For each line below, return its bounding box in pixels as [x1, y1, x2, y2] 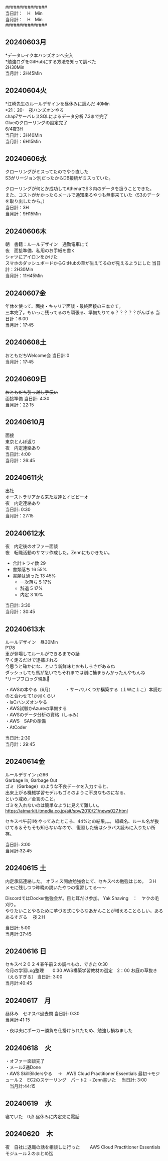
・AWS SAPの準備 [5, 718, 46, 724]
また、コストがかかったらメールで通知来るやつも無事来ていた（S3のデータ [5, 192, 160, 198]
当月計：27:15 [5, 513, 34, 519]
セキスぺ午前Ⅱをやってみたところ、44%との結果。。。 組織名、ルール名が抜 [5, 818, 159, 824]
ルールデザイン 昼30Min [5, 639, 58, 645]
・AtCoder [5, 724, 27, 730]
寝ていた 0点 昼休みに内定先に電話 [5, 1113, 80, 1119]
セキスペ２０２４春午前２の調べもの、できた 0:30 [5, 961, 108, 967]
